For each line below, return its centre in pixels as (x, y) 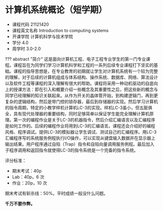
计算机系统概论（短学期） (56, 10)
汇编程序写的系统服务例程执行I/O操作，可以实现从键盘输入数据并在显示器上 (80, 138)
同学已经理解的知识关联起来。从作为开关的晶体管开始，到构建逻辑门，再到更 (81, 95)
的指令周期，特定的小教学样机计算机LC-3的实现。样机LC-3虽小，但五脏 (77, 107)
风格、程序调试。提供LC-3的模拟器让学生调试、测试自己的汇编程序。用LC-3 (81, 132)
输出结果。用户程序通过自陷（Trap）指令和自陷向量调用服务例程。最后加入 (80, 144)
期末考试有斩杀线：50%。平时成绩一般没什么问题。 (57, 193)
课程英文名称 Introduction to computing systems (60, 30)
